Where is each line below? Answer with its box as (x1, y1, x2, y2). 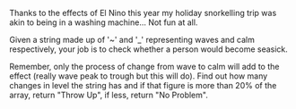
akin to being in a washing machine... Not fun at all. (9, 17, 198, 28)
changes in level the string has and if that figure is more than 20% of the (9, 80, 277, 90)
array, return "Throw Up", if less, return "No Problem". (9, 89, 208, 100)
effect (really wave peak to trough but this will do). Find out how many (9, 71, 268, 81)
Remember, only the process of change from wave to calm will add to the (9, 62, 280, 71)
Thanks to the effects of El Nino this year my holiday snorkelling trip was (9, 8, 277, 18)
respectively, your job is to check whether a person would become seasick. (9, 44, 289, 54)
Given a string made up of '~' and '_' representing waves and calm (9, 35, 256, 45)
